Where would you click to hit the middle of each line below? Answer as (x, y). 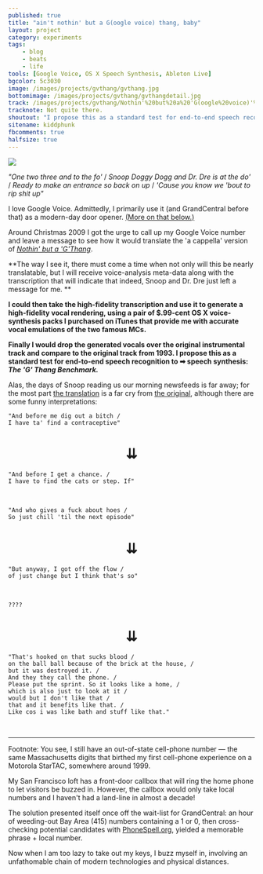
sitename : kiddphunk (42, 125)
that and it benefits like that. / (66, 705)
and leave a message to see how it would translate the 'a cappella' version (128, 240)
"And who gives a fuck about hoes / (68, 510)
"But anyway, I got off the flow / (66, 569)
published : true (34, 15)
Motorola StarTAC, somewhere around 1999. (79, 766)
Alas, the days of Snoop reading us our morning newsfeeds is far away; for (129, 385)
